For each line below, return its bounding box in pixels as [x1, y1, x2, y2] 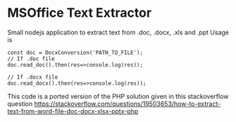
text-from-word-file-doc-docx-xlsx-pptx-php [7, 107, 139, 115]
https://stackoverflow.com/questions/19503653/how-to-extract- [34, 100, 221, 108]
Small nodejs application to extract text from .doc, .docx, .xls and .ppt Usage [7, 28, 230, 36]
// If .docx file [7, 74, 58, 81]
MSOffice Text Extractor [7, 5, 152, 21]
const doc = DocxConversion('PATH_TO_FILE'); [7, 49, 143, 56]
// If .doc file [7, 55, 55, 62]
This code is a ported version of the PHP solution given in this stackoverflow [7, 92, 229, 100]
